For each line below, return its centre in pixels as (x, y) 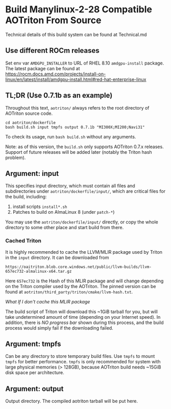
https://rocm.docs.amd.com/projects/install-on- (56, 74)
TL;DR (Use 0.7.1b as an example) (59, 96)
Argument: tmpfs (33, 344)
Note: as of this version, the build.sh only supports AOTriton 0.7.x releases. (85, 147)
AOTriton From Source (53, 20)
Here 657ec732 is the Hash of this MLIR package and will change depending (84, 281)
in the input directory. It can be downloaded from (57, 257)
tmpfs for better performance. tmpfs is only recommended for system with (83, 362)
